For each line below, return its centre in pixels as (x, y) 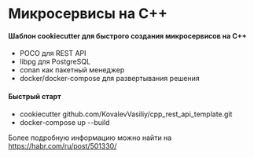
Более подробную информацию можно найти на (90, 138)
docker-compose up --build (64, 122)
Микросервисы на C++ (88, 14)
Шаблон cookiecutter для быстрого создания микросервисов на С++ (128, 35)
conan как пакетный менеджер (72, 70)
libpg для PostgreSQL (55, 62)
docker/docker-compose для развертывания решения (109, 79)
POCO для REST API (53, 53)
